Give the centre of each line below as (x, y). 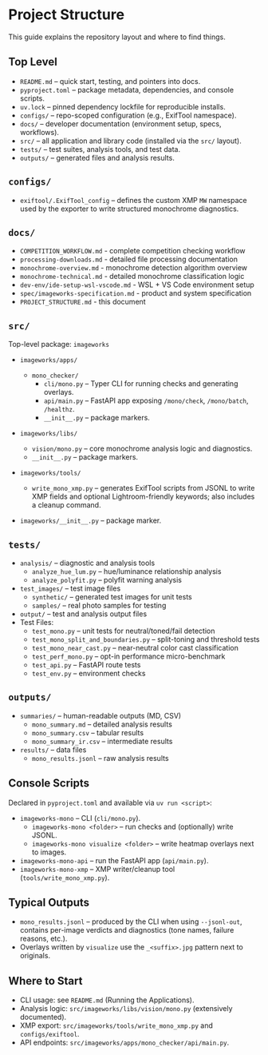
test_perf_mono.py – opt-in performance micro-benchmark (128, 656)
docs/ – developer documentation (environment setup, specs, (120, 123)
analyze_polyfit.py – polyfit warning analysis (106, 580)
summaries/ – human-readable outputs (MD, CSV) (100, 715)
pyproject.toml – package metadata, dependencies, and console (126, 90)
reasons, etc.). (43, 939)
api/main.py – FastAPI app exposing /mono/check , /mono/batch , (146, 400)
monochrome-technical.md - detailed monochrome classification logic (132, 277)
